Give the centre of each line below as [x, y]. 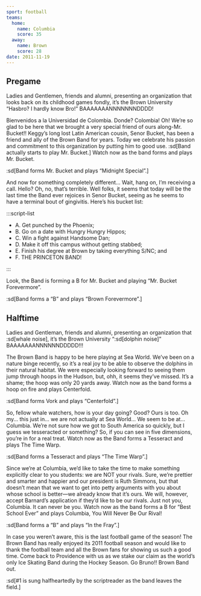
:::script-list [21, 214]
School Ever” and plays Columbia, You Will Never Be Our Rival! [84, 513]
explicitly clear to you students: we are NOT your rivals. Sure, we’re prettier [100, 475]
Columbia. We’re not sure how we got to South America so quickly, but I [95, 426]
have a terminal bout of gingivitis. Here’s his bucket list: [75, 202]
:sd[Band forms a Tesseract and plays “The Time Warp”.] [77, 457]
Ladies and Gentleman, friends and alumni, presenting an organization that [99, 333]
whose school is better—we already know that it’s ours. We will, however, [97, 494]
